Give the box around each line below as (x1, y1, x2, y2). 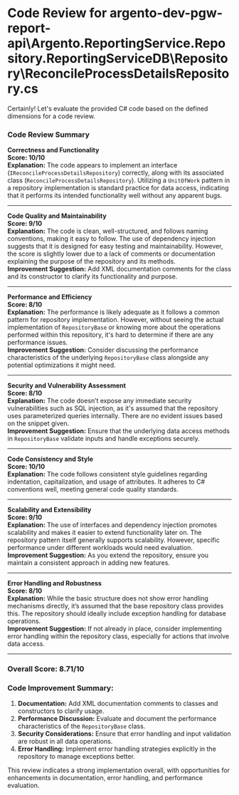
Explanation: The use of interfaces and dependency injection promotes (7, 521, 218, 529)
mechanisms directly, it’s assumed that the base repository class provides (7, 602, 224, 610)
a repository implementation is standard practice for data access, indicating (7, 184, 229, 192)
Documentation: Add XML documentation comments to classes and (17, 700, 218, 708)
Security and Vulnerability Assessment (7, 381, 127, 390)
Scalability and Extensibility (7, 506, 92, 514)
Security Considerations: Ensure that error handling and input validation (17, 729, 231, 738)
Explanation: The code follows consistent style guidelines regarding (7, 470, 208, 479)
